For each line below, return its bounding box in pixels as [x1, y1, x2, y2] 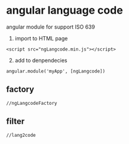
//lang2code [6, 132, 36, 138]
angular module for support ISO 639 [6, 23, 96, 30]
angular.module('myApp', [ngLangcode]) [6, 68, 106, 74]
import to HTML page [14, 35, 68, 42]
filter [6, 117, 25, 127]
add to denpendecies [14, 57, 67, 64]
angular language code [6, 4, 124, 17]
